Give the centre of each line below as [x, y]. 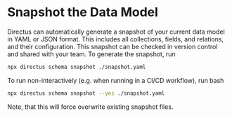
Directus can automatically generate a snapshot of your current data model [116, 32]
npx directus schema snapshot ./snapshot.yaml [77, 67]
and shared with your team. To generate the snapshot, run [91, 54]
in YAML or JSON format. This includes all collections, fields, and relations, [115, 39]
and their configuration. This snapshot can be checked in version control [112, 46]
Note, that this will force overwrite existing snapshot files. [90, 107]
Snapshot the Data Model [83, 12]
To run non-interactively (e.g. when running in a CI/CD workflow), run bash [116, 80]
